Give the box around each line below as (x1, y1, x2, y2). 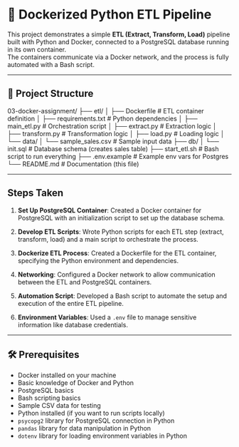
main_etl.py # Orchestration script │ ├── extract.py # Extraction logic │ (7, 121, 217, 130)
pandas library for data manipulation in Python (17, 424, 152, 433)
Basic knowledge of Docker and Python (17, 379, 134, 387)
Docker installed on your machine (17, 371, 117, 380)
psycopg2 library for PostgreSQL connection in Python (17, 416, 175, 425)
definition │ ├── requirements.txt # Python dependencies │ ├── (7, 114, 198, 123)
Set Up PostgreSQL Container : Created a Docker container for (17, 206, 202, 215)
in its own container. (7, 45, 66, 53)
